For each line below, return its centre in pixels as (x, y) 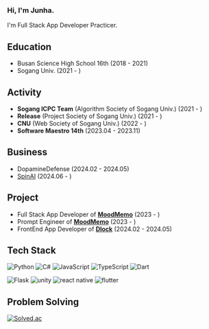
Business (27, 152)
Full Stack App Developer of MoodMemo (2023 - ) (88, 214)
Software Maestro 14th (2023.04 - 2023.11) (78, 131)
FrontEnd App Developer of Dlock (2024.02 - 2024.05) (95, 229)
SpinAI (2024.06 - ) (44, 176)
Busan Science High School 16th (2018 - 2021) (83, 63)
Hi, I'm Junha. (31, 10)
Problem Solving (43, 302)
